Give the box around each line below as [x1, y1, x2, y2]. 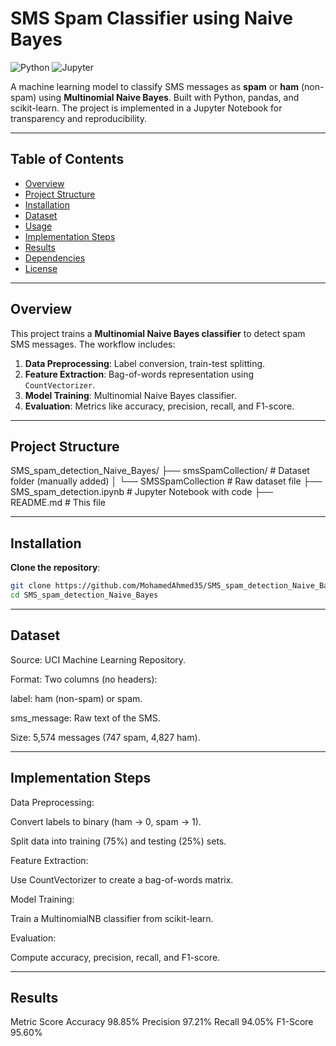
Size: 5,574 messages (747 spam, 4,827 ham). [10, 731, 201, 743]
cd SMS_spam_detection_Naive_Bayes [10, 590, 159, 601]
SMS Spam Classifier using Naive [10, 7, 293, 30]
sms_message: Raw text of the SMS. [10, 712, 161, 724]
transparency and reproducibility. [10, 112, 147, 124]
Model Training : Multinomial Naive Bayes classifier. [24, 389, 237, 401]
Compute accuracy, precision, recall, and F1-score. [10, 951, 221, 963]
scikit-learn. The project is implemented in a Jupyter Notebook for [10, 102, 283, 114]
